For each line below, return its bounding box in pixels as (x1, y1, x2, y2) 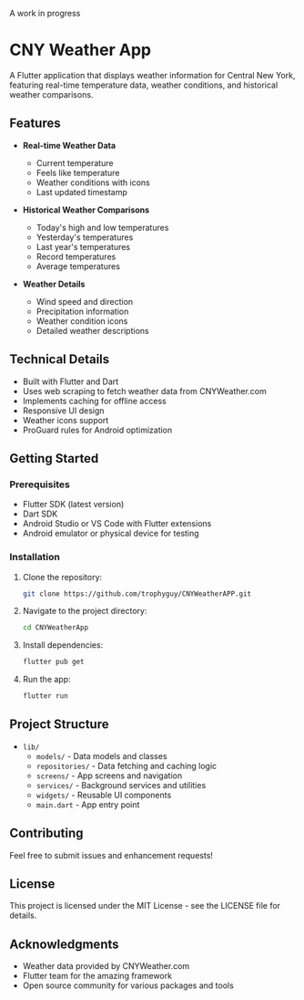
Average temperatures (35, 260, 121, 272)
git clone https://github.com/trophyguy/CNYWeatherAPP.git (22, 589, 252, 599)
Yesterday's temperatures (35, 232, 134, 243)
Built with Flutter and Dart (22, 376, 119, 387)
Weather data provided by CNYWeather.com (22, 961, 190, 972)
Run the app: (22, 674, 71, 685)
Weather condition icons (35, 315, 128, 327)
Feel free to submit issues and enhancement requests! (9, 849, 214, 860)
